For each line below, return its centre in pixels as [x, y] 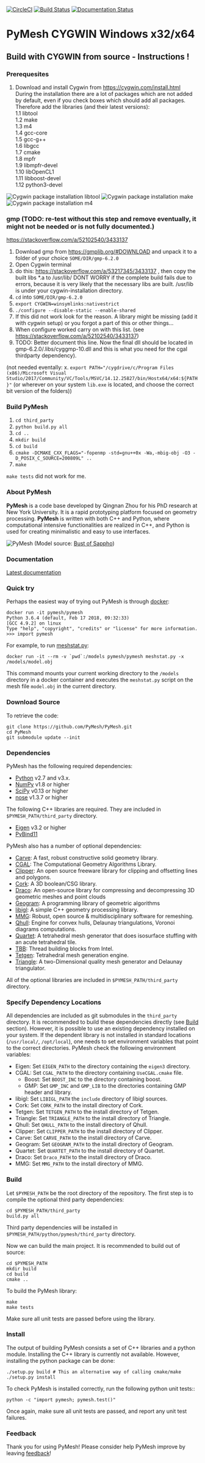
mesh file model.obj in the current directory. [61, 686]
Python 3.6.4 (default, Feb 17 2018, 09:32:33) [68, 618]
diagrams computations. [46, 929]
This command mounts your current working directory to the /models [92, 673]
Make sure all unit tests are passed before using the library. [81, 1318]
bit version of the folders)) [39, 391]
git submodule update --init [43, 737]
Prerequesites [28, 74]
